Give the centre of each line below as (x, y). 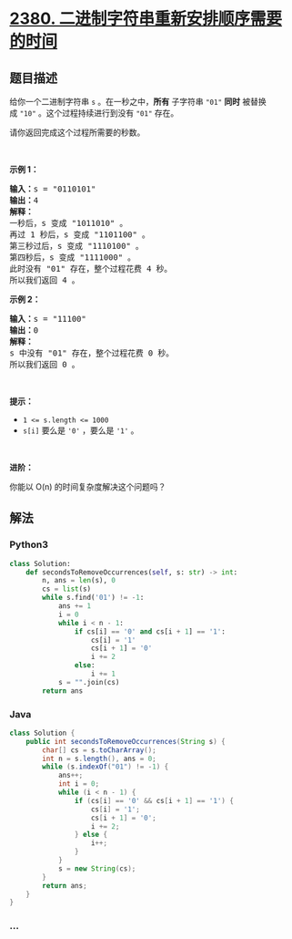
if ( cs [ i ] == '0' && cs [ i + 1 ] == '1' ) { (154, 800)
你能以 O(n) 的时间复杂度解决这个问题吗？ (88, 487)
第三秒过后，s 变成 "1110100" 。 (76, 246)
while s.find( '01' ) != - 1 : (93, 598)
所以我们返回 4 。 (45, 280)
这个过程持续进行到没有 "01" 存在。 (112, 113)
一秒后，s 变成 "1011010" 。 (69, 223)
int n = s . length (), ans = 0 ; (99, 758)
